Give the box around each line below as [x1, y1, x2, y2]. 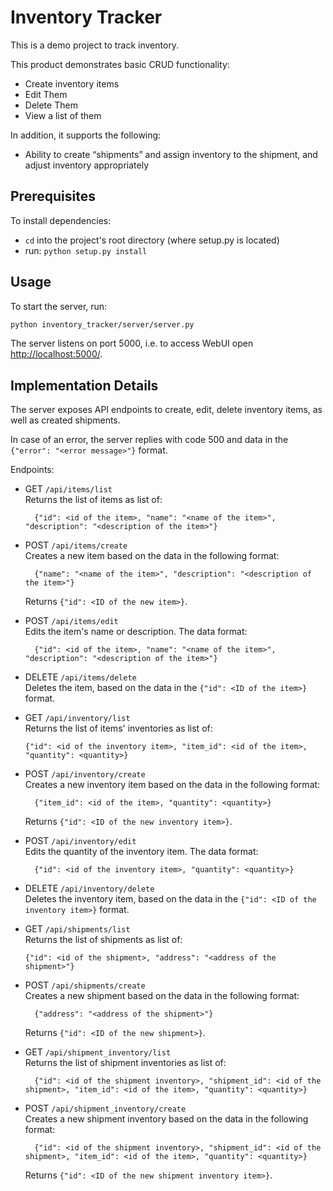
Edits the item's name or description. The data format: [24, 626, 248, 638]
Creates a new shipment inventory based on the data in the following [24, 1113, 309, 1125]
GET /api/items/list [24, 483, 113, 495]
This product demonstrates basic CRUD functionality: [10, 58, 230, 70]
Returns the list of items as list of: [24, 494, 163, 506]
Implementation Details [10, 377, 159, 394]
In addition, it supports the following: [10, 129, 162, 141]
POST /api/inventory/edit [24, 835, 137, 847]
